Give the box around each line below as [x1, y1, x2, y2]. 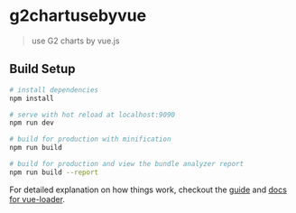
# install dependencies [9, 85, 99, 95]
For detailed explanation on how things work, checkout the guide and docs [9, 184, 287, 195]
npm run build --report [9, 168, 99, 177]
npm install [9, 94, 54, 103]
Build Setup [9, 61, 76, 77]
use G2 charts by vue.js [31, 35, 120, 46]
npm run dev [9, 118, 54, 127]
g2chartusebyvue [9, 5, 147, 26]
